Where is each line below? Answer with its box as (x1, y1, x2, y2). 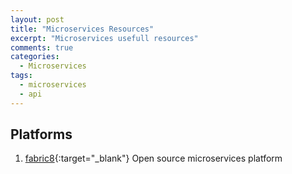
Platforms (10, 126, 73, 143)
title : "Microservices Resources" (10, 24, 155, 34)
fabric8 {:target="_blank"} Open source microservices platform (24, 152, 283, 165)
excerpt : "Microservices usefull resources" (10, 33, 199, 43)
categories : (10, 52, 60, 62)
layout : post (10, 14, 65, 25)
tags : (10, 71, 33, 81)
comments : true (10, 42, 74, 53)
